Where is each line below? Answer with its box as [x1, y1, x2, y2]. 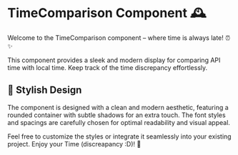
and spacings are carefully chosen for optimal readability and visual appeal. [7, 118, 231, 126]
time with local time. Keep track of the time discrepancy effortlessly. [7, 63, 208, 71]
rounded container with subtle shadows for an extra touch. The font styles [7, 111, 227, 119]
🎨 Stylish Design [7, 84, 82, 96]
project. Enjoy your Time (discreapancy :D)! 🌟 [7, 139, 142, 148]
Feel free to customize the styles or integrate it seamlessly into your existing [7, 132, 232, 141]
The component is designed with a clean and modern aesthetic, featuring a [7, 103, 229, 111]
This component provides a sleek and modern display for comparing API [7, 56, 221, 64]
